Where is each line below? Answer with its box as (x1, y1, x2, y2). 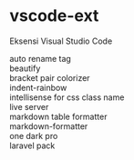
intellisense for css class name (9, 92, 125, 103)
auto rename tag (9, 53, 71, 64)
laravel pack (9, 140, 56, 151)
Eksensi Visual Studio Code (9, 35, 113, 46)
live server (9, 101, 49, 112)
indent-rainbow (9, 82, 67, 93)
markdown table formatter (9, 111, 108, 122)
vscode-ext (9, 5, 99, 26)
